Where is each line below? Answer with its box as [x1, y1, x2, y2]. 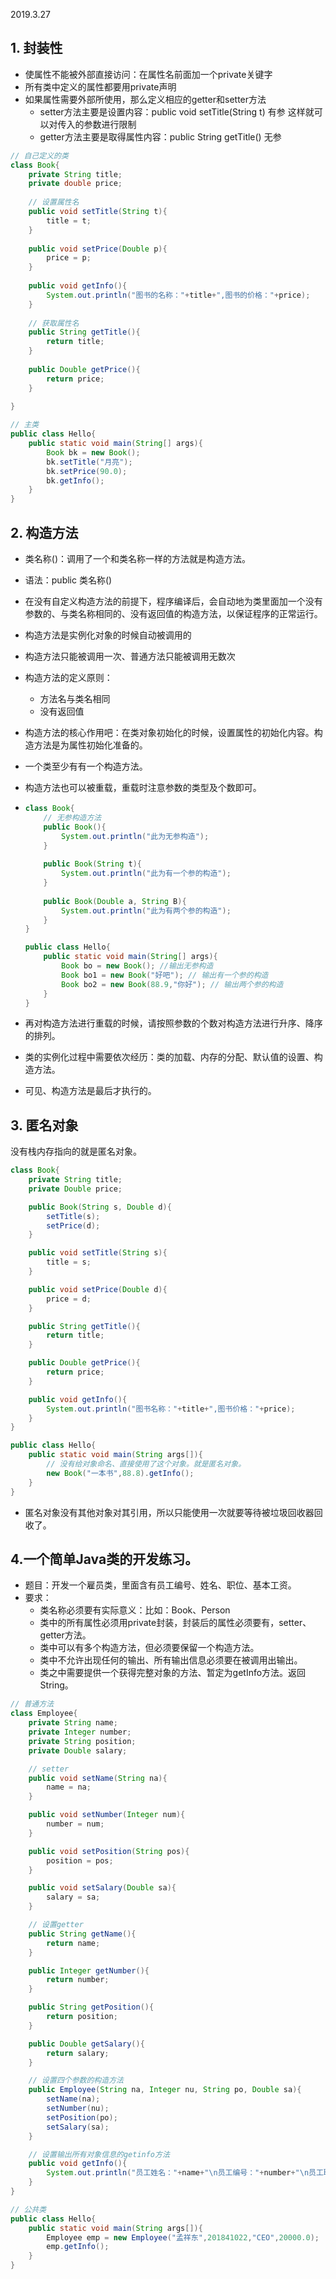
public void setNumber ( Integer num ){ [28, 1810, 186, 1820]
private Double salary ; [28, 1745, 128, 1756]
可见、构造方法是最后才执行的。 [24, 1085, 157, 1097]
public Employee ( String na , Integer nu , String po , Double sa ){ [28, 2085, 302, 2095]
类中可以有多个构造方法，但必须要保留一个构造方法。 [39, 1642, 260, 1654]
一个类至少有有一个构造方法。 [24, 760, 148, 772]
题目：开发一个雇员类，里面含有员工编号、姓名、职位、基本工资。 [24, 1579, 297, 1591]
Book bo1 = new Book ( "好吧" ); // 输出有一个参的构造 [61, 970, 269, 980]
